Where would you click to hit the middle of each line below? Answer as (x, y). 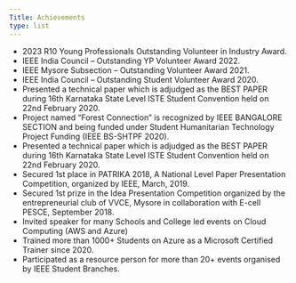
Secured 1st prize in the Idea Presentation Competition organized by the (154, 193)
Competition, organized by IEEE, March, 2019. (106, 183)
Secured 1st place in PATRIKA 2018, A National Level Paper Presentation (154, 174)
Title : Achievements (48, 17)
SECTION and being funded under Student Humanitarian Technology (148, 126)
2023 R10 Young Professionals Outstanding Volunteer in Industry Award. (154, 51)
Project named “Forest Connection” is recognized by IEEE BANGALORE (152, 117)
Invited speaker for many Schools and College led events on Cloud (144, 221)
